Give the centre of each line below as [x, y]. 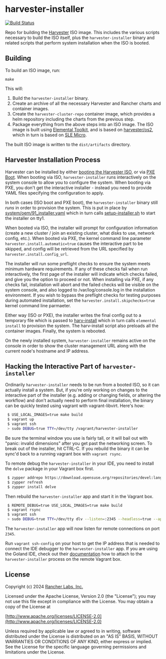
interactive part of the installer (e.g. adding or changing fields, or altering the [83, 395]
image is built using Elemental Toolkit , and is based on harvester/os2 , [83, 129]
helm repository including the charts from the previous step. [73, 119]
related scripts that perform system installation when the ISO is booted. [78, 42]
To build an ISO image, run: [33, 70]
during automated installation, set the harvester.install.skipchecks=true [80, 300]
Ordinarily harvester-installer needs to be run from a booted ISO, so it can [82, 385]
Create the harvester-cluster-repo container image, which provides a [83, 114]
